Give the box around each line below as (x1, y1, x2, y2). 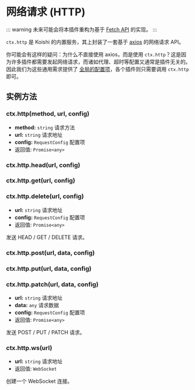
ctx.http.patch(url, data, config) (6, 280, 99, 288)
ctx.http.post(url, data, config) (6, 248, 95, 257)
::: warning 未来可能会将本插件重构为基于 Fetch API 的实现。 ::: (6, 26, 158, 33)
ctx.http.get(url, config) (6, 177, 76, 185)
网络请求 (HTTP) (6, 5, 86, 19)
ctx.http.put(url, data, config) (6, 264, 92, 273)
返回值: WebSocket (14, 365, 57, 372)
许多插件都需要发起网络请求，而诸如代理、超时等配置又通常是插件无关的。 (11, 58, 191, 65)
